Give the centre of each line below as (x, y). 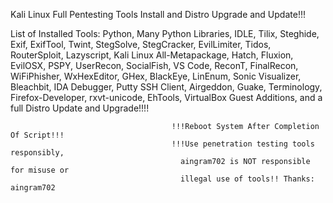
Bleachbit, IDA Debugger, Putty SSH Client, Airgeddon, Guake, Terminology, (166, 87)
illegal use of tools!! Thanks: (247, 179)
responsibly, (37, 153)
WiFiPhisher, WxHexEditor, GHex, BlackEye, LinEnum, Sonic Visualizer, (156, 76)
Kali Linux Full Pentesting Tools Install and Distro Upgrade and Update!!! (158, 14)
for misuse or (40, 170)
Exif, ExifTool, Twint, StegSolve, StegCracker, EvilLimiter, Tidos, (141, 44)
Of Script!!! (37, 135)
